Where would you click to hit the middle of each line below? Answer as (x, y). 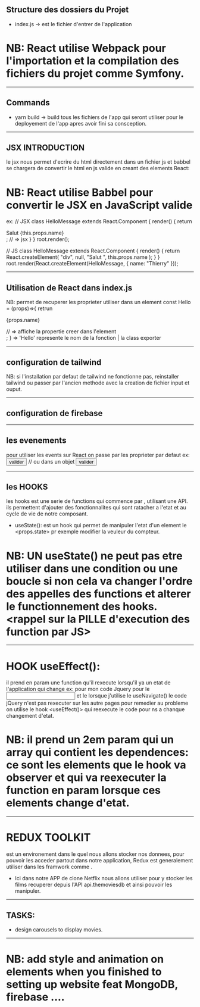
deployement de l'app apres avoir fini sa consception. (81, 123)
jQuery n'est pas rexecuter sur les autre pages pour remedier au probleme (97, 703)
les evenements (36, 441)
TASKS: (21, 915)
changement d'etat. (30, 716)
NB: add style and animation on (85, 959)
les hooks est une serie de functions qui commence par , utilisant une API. (97, 501)
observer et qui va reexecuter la (86, 778)
